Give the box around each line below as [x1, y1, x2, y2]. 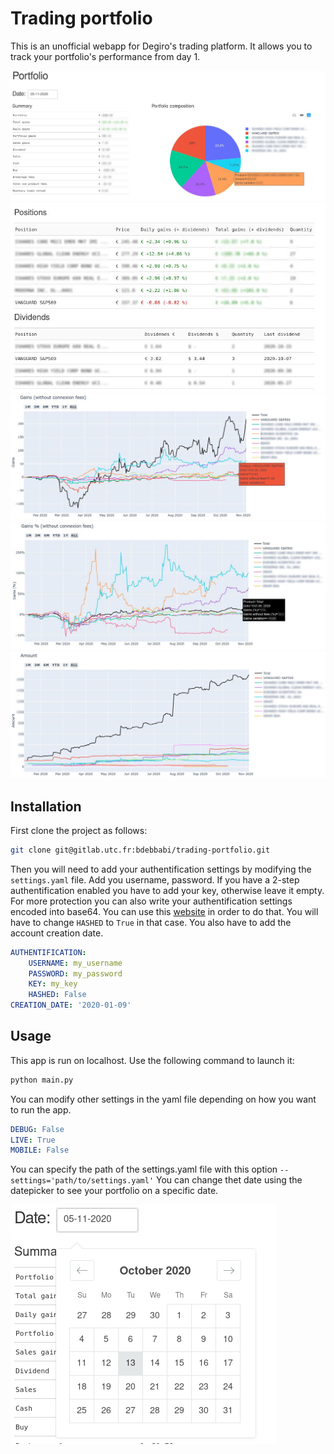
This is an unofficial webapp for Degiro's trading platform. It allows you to [10, 40, 313, 52]
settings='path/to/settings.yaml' [10, 1176, 155, 1186]
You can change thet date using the [156, 1174, 303, 1186]
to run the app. [10, 1103, 72, 1116]
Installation [10, 798, 82, 815]
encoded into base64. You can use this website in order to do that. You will [10, 905, 319, 917]
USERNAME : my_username [28, 958, 123, 968]
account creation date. [10, 927, 104, 939]
